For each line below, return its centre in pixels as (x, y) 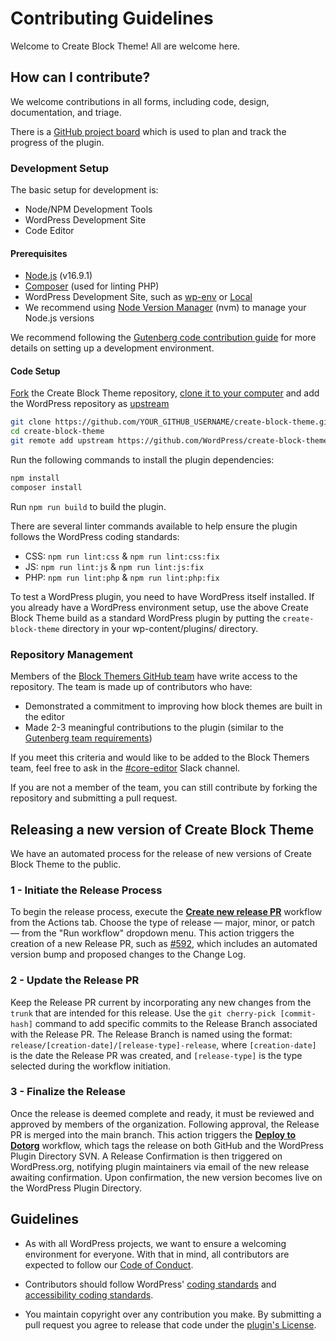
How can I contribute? (80, 77)
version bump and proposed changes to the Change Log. (128, 954)
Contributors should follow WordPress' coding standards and (150, 1284)
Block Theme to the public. (66, 864)
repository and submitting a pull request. (94, 798)
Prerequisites (39, 253)
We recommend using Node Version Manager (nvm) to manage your (165, 308)
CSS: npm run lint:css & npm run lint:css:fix (122, 556)
